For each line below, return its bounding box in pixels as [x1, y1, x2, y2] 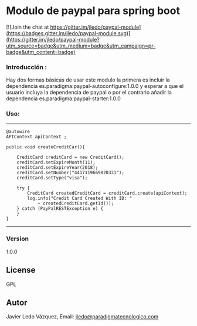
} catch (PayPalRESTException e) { [16, 205, 104, 212]
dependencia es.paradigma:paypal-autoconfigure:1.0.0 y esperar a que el [6, 83, 184, 90]
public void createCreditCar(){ [6, 144, 85, 150]
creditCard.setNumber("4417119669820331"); [16, 169, 125, 175]
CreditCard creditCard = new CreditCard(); [16, 154, 125, 160]
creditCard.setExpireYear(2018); [16, 164, 98, 171]
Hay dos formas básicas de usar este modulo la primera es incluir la [6, 76, 170, 83]
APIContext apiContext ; [6, 134, 67, 140]
